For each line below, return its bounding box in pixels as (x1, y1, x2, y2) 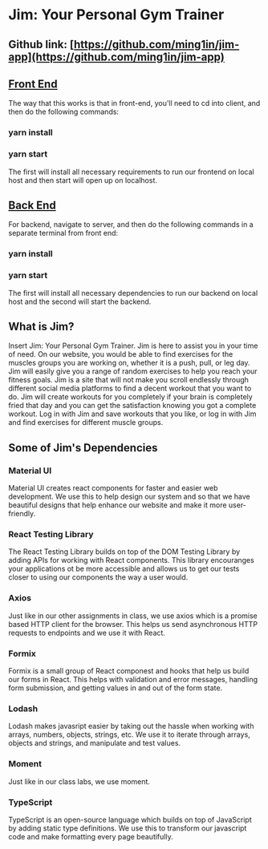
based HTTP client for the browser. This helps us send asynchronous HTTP (8, 619, 258, 629)
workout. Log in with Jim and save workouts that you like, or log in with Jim (8, 409, 257, 418)
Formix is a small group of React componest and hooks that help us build (8, 666, 250, 676)
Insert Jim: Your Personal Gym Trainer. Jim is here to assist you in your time (8, 341, 258, 350)
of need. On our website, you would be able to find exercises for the (8, 350, 233, 359)
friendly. (8, 509, 36, 519)
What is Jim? (8, 320, 75, 334)
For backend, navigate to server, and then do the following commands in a (8, 220, 254, 229)
